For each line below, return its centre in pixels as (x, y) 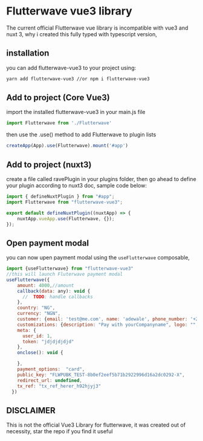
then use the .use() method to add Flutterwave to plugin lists (81, 135)
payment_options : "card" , (51, 369)
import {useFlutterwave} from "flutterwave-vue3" (70, 269)
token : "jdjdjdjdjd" (48, 341)
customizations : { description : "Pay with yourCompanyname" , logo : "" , (108, 325)
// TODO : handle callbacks (58, 297)
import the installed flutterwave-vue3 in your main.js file (76, 112)
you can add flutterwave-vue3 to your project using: (71, 68)
